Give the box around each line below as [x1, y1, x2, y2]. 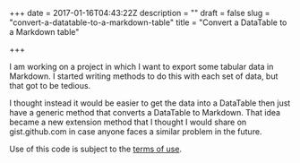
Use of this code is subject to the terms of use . [9, 143, 182, 154]
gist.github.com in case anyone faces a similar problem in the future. [9, 126, 262, 137]
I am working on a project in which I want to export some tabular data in [9, 62, 274, 72]
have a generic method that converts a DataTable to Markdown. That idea [9, 107, 280, 117]
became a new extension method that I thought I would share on [9, 116, 247, 127]
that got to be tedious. [9, 81, 91, 90]
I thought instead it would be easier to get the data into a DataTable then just [9, 98, 291, 108]
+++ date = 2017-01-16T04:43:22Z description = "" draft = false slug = [9, 8, 270, 18]
